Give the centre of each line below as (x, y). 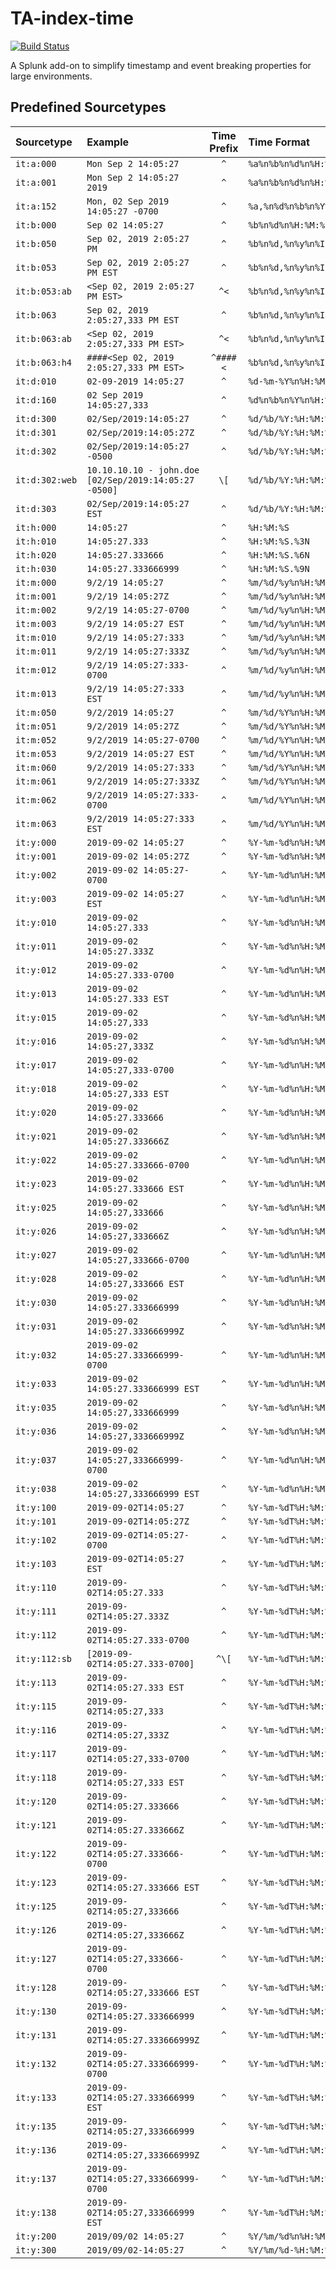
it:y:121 (36, 1825)
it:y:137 (36, 2178)
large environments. (51, 76)
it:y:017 (36, 1065)
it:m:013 (36, 693)
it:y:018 (36, 1088)
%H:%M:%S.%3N (279, 541)
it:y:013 (36, 993)
